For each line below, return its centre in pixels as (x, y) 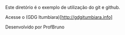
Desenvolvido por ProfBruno (35, 27)
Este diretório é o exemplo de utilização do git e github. (63, 7)
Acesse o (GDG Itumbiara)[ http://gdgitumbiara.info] (59, 17)
